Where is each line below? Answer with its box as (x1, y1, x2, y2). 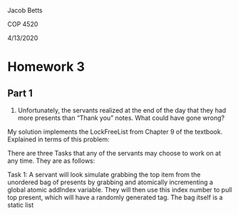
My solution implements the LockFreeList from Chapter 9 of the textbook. (7, 128, 223, 136)
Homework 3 (7, 59, 86, 75)
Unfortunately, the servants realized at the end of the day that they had (17, 106, 227, 114)
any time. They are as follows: (7, 156, 95, 165)
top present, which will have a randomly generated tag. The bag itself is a (7, 193, 223, 201)
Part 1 (7, 87, 33, 99)
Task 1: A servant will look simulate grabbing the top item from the (7, 171, 201, 179)
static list (7, 201, 34, 209)
